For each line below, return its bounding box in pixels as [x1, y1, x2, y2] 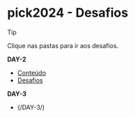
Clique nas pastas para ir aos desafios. [7, 41, 119, 50]
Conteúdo [17, 68, 47, 77]
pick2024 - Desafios [7, 5, 129, 21]
